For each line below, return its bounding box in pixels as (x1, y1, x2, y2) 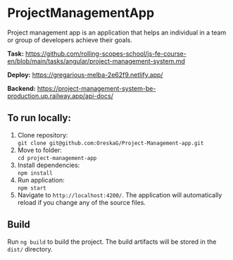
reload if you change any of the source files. (17, 198, 146, 206)
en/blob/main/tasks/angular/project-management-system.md (7, 56, 185, 65)
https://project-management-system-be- (37, 84, 156, 92)
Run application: (17, 175, 65, 184)
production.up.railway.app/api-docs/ (7, 92, 114, 100)
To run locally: (7, 112, 72, 124)
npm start (17, 185, 47, 192)
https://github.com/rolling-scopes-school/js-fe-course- (25, 49, 187, 58)
